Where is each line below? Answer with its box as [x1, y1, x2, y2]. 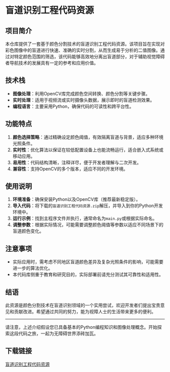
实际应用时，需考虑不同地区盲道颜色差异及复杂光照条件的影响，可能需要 [12, 259, 163, 265]
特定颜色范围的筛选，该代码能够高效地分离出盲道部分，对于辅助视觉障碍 [14, 54, 165, 59]
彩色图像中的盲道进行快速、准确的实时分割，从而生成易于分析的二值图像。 [5, 47, 160, 53]
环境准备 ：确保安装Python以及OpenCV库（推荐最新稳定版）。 [12, 196, 141, 202]
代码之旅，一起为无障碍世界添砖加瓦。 [18, 330, 99, 336]
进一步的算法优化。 [12, 265, 53, 272]
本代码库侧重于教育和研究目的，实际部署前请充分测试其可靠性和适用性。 [12, 272, 163, 278]
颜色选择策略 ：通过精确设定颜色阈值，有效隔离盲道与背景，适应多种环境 [12, 134, 163, 140]
